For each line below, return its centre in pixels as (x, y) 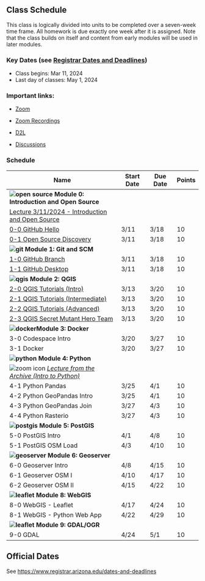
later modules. (24, 44)
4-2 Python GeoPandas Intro (51, 395)
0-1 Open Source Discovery (50, 239)
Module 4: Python (65, 358)
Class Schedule (37, 10)
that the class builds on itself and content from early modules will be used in (102, 38)
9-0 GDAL (24, 535)
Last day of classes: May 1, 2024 (56, 80)
